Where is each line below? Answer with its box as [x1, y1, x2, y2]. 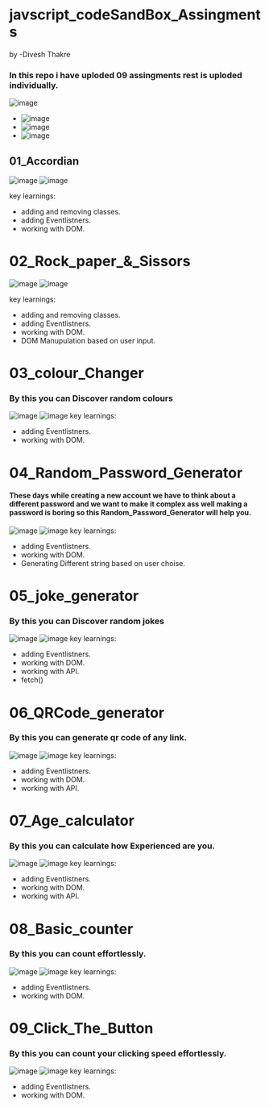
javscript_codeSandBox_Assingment [9, 6, 261, 24]
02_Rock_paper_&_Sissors [9, 252, 191, 271]
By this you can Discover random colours [9, 393, 174, 404]
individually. [9, 79, 59, 90]
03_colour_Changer [9, 364, 144, 382]
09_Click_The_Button [9, 1018, 154, 1037]
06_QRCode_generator [9, 703, 165, 722]
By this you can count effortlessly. [9, 948, 147, 960]
